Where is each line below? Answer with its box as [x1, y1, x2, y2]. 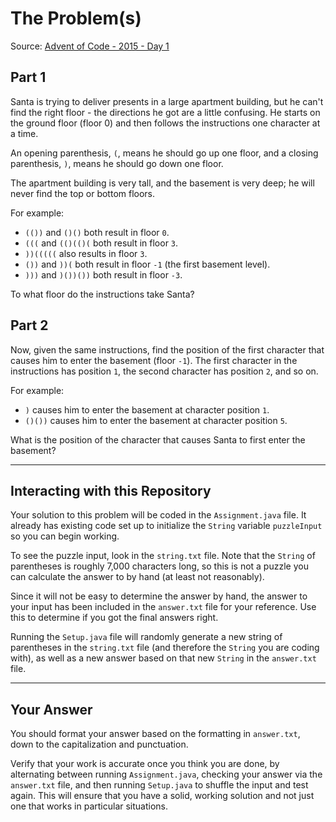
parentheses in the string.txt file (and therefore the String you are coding [10, 642, 320, 654]
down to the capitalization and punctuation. [10, 738, 189, 751]
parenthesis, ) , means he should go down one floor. [10, 157, 224, 169]
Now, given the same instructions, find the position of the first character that [10, 343, 325, 356]
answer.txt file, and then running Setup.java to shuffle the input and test [10, 779, 309, 791]
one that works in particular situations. [10, 800, 169, 812]
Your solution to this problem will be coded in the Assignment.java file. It [10, 509, 307, 521]
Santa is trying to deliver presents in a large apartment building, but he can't [10, 95, 324, 107]
